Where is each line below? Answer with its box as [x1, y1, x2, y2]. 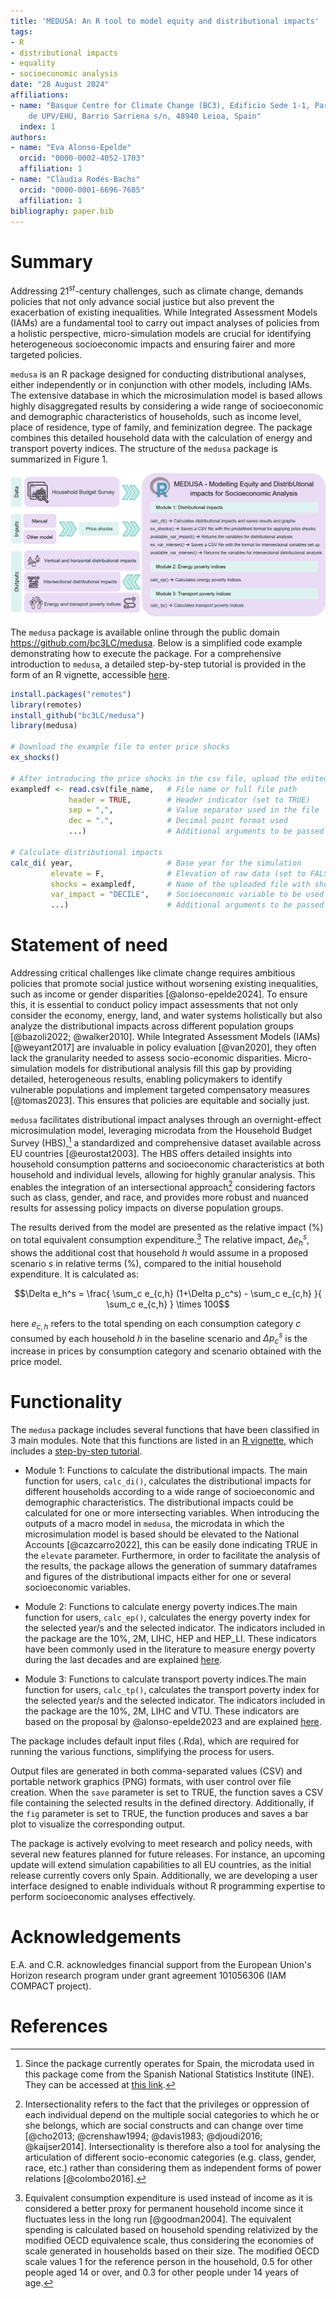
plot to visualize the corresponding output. [10, 1818, 185, 1830]
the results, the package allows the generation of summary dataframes [24, 1560, 318, 1572]
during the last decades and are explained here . [24, 1654, 223, 1666]
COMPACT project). [10, 1980, 92, 1992]
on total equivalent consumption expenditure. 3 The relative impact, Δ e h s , [10, 1232, 310, 1248]
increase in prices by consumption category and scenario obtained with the [10, 1345, 322, 1357]
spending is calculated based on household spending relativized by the [24, 2223, 319, 2235]
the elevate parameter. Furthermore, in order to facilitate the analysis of [24, 1550, 321, 1562]
